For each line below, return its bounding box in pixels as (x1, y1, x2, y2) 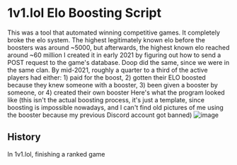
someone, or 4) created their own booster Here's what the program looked (7, 88, 225, 97)
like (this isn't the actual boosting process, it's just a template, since (7, 95, 205, 104)
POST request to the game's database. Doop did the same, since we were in (7, 58, 230, 66)
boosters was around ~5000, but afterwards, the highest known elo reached (7, 43, 230, 51)
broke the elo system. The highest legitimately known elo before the (7, 35, 206, 44)
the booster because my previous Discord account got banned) (7, 111, 192, 119)
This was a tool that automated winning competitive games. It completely (7, 28, 221, 37)
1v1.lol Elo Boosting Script (7, 5, 161, 21)
